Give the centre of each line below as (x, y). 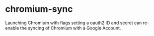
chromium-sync (39, 9)
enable (12, 28)
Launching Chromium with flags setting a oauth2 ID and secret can (74, 23)
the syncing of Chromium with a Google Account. (71, 28)
